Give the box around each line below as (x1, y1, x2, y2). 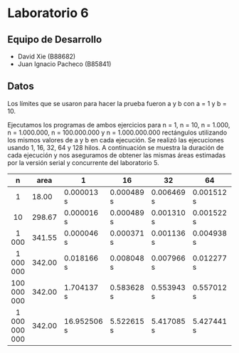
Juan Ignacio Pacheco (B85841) (17, 60, 112, 68)
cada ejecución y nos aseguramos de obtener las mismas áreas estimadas (7, 151, 226, 159)
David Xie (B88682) (17, 52, 76, 60)
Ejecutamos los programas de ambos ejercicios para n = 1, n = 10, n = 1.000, (7, 120, 230, 129)
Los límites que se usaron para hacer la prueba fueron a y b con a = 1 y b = (7, 99, 227, 107)
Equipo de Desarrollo (7, 33, 102, 46)
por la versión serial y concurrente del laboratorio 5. (7, 158, 159, 167)
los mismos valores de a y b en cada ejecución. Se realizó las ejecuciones (7, 135, 224, 144)
